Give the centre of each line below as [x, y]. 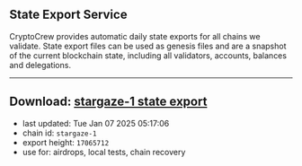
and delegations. [40, 65]
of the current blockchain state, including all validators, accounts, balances [148, 55]
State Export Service [68, 15]
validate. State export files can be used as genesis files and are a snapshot [148, 46]
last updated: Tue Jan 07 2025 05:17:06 [96, 123]
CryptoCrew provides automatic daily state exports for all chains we [135, 36]
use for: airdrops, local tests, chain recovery [104, 152]
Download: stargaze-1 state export [108, 102]
